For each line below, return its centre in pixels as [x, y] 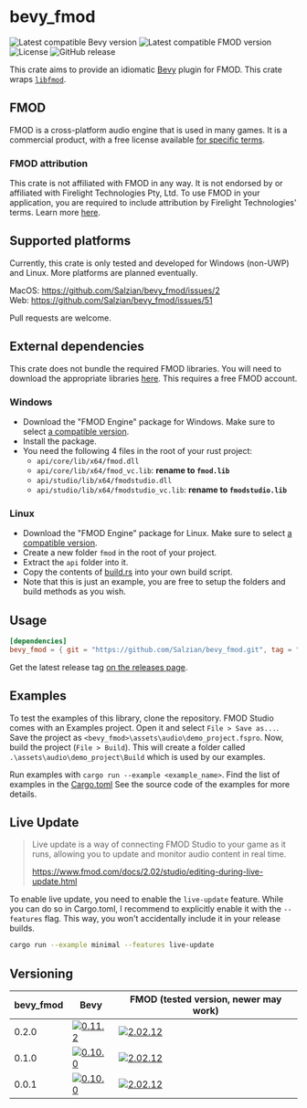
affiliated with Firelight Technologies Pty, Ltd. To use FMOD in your [135, 193]
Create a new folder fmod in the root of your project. [120, 553]
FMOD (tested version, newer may [206, 999]
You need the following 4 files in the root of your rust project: [138, 450]
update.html [54, 881]
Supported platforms [70, 241]
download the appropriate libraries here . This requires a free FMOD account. [153, 378]
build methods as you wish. [74, 592]
